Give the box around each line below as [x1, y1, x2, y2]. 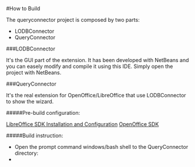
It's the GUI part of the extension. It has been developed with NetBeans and [6, 57, 189, 63]
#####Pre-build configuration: [6, 110, 80, 116]
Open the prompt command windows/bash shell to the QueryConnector [14, 144, 189, 150]
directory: [14, 149, 39, 156]
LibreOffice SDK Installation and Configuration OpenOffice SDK [6, 121, 159, 128]
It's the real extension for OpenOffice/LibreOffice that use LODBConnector [6, 92, 186, 98]
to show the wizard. [6, 98, 54, 105]
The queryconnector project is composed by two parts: [6, 16, 140, 23]
